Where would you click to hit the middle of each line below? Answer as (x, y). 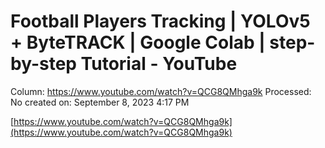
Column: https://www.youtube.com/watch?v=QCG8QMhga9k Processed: (161, 91)
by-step (43, 64)
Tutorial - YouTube (159, 64)
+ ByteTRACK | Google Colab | (138, 42)
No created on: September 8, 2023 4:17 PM (100, 102)
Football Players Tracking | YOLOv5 (160, 21)
